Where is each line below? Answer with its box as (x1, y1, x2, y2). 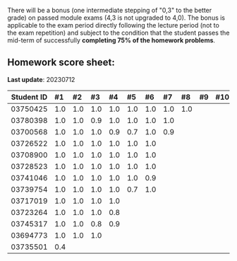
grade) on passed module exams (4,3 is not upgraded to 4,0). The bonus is (7, 13, 226, 22)
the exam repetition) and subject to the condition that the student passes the (7, 28, 230, 37)
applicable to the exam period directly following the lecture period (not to (7, 21, 220, 29)
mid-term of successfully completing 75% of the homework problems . (7, 36, 216, 45)
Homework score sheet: (7, 57, 115, 69)
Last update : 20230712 (7, 75, 75, 83)
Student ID (11, 92, 48, 102)
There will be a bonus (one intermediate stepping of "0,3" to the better (7, 6, 212, 14)
